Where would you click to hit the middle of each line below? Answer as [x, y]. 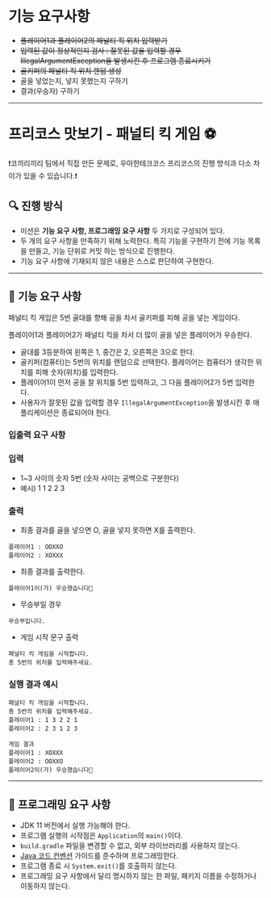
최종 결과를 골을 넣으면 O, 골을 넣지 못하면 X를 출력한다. [108, 531]
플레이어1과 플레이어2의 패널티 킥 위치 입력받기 [94, 40]
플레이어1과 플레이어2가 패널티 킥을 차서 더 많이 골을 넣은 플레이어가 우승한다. [130, 334]
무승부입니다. [27, 621]
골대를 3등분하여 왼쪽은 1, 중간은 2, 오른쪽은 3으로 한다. [107, 351]
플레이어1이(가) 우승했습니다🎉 [51, 589]
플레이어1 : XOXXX [36, 753]
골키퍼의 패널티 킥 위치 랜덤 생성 [71, 70]
